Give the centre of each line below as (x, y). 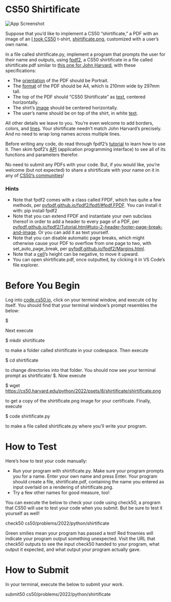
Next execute (19, 330)
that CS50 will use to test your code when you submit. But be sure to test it (84, 508)
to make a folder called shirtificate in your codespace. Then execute (77, 350)
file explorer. (26, 265)
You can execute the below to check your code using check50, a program (83, 503)
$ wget (13, 386)
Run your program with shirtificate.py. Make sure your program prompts (88, 471)
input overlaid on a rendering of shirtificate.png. (63, 487)
